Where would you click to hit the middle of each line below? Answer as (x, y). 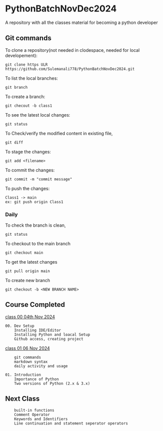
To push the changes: (27, 188)
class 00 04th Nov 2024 (30, 316)
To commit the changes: (30, 170)
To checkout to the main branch (38, 244)
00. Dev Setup (20, 326)
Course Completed (35, 305)
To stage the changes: (28, 151)
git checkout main (24, 253)
